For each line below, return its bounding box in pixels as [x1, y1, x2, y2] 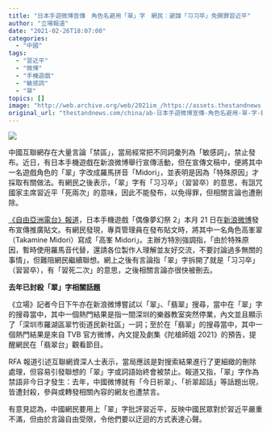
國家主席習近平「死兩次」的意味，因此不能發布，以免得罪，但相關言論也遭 [8, 188, 256, 197]
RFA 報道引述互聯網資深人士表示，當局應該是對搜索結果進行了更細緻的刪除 [8, 357, 256, 367]
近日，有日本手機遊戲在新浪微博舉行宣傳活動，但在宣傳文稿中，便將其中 [22, 158, 263, 167]
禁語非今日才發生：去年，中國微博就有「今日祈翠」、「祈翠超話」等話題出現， [8, 377, 263, 387]
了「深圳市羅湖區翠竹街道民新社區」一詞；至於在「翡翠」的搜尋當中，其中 [8, 320, 256, 329]
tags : [8, 49, 27, 57]
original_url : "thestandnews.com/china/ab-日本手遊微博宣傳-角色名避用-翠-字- [8, 110, 261, 118]
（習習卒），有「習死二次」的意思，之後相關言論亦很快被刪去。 [8, 265, 217, 275]
